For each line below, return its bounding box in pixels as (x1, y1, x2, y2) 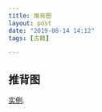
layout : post (8, 19, 52, 27)
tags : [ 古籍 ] (8, 34, 50, 42)
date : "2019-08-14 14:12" (8, 26, 95, 34)
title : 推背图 (8, 11, 52, 20)
